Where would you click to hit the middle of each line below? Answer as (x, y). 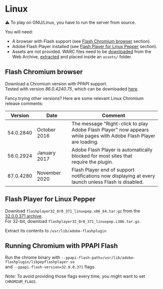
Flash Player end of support (103, 170)
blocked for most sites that (102, 155)
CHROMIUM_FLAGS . (21, 281)
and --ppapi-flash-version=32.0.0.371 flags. (50, 267)
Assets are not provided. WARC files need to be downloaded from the (81, 51)
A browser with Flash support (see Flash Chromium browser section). (81, 41)
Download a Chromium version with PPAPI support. (56, 84)
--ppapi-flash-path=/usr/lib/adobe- (98, 258)
